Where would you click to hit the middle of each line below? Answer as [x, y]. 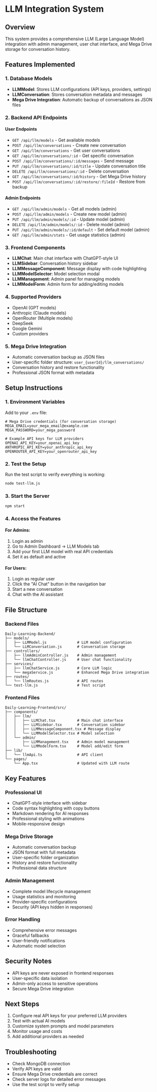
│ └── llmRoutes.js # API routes [54, 681]
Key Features [26, 778]
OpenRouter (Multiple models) [42, 318]
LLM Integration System [54, 9]
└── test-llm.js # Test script [55, 685]
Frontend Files [22, 697]
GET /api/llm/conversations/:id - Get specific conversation [73, 156]
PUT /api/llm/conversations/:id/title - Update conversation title [79, 166]
